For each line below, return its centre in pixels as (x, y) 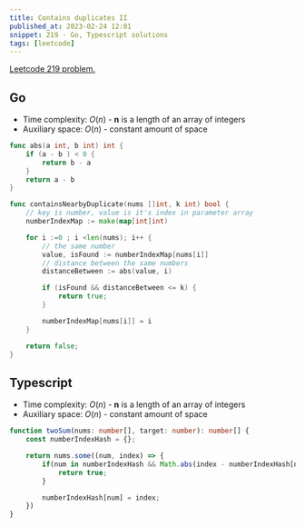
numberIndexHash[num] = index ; (101, 497)
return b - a (67, 163)
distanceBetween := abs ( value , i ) (107, 272)
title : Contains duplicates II (69, 18)
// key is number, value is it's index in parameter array (140, 213)
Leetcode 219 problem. (53, 69)
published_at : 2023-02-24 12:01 (70, 26)
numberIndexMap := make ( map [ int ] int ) (97, 222)
